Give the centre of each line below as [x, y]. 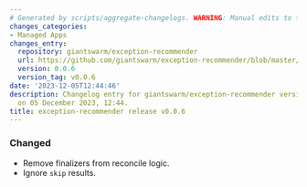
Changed [31, 143]
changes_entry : [38, 43]
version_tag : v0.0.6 [57, 78]
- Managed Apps [38, 35]
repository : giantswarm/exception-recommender [108, 52]
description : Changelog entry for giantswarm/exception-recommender [143, 94]
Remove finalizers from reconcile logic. [96, 163]
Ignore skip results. [59, 172]
